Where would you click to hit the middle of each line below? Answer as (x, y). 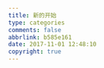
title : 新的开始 (32, 15)
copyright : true (35, 52)
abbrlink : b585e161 (40, 37)
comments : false (35, 30)
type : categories (37, 23)
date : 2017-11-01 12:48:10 (52, 45)
